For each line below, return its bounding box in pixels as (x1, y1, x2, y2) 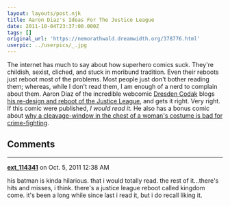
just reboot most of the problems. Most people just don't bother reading (7, 75, 210, 83)
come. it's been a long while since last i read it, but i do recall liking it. (7, 191, 203, 199)
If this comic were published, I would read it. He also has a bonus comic (7, 104, 210, 112)
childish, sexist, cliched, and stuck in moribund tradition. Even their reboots (7, 68, 219, 76)
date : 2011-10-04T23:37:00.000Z (7, 23, 99, 29)
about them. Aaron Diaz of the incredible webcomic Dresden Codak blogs (7, 90, 215, 98)
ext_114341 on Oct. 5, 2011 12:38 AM (7, 163, 110, 171)
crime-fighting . (7, 119, 49, 127)
